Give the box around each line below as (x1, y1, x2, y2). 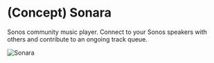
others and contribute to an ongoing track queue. (7, 35, 148, 43)
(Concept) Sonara (7, 5, 112, 21)
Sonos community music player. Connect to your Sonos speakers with (7, 28, 208, 36)
